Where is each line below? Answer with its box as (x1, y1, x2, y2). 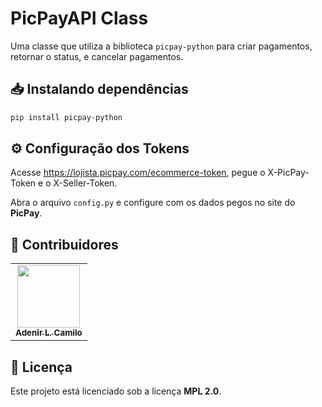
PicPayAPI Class (10, 7, 149, 30)
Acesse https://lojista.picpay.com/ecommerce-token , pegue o (10, 167, 266, 179)
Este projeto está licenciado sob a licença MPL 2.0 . (10, 385, 222, 397)
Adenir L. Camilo (15, 327, 83, 339)
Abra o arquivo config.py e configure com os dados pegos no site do (10, 197, 296, 209)
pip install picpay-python (10, 112, 123, 122)
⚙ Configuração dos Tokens (10, 140, 190, 157)
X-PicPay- (267, 167, 310, 179)
